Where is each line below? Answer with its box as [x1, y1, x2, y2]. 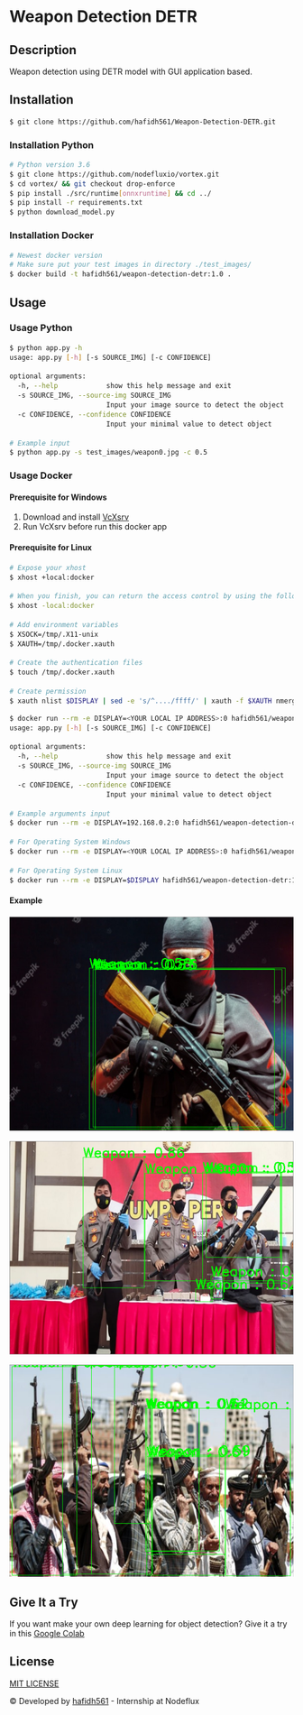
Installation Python [9, 138, 95, 151]
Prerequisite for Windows [9, 492, 107, 503]
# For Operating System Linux [9, 866, 124, 875]
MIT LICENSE [9, 1678, 60, 1689]
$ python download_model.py [9, 207, 115, 217]
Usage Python [9, 322, 73, 335]
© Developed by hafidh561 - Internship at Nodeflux [9, 1695, 200, 1706]
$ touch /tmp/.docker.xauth [9, 668, 115, 678]
